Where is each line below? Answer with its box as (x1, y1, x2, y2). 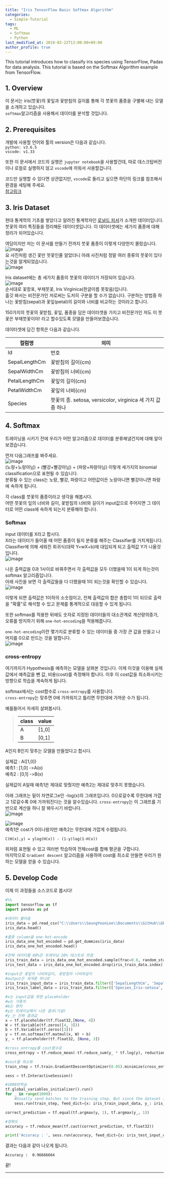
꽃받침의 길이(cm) (50, 359, 92, 366)
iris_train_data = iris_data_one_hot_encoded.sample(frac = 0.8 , (5, 958, 141, 963)
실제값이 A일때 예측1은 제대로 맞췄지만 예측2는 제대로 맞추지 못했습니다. (5, 782, 146, 788)
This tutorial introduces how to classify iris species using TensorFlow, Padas (5, 58, 163, 64)
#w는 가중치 (5, 999, 26, 1004)
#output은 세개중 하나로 (5, 976, 50, 981)
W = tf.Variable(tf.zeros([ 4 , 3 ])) (5, 1023, 80, 1028)
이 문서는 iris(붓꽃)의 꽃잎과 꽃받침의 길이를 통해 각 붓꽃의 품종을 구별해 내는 (5, 98, 154, 104)
